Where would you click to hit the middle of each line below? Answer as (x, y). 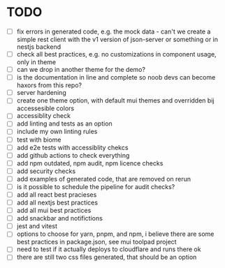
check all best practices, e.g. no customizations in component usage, (117, 54)
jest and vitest (37, 226)
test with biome (39, 140)
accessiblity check (44, 116)
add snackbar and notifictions (59, 218)
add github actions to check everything (73, 155)
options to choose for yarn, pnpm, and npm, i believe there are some (115, 234)
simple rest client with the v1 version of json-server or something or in (117, 39)
